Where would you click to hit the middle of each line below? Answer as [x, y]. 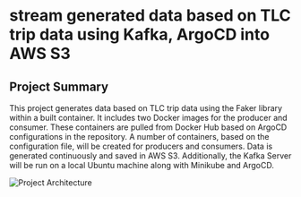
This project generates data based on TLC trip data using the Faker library [146, 108]
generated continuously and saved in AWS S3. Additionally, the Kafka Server [150, 156]
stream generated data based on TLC [150, 16]
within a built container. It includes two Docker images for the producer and [149, 118]
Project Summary [59, 86]
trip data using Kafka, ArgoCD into [140, 34]
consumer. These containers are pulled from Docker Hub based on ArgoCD [148, 127]
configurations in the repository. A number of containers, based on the [140, 137]
